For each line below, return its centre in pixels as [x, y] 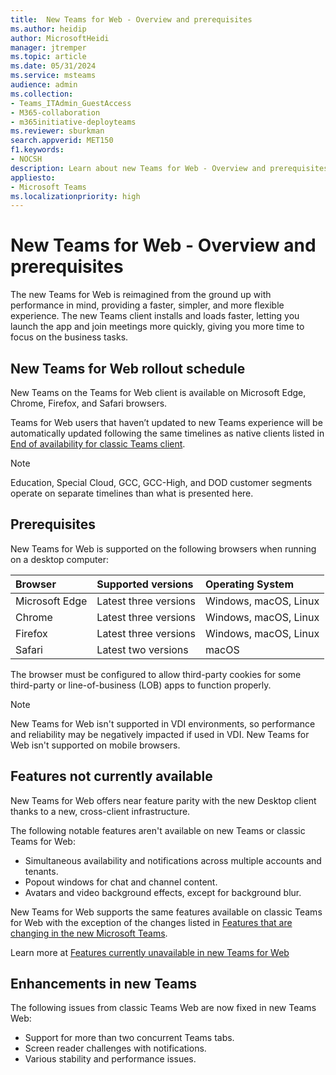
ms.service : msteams [53, 76]
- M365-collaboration [55, 112]
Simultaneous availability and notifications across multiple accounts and [173, 860]
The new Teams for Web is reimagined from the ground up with [141, 295]
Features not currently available [111, 776]
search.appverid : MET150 [62, 141]
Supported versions [145, 584]
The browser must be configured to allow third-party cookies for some [156, 674]
